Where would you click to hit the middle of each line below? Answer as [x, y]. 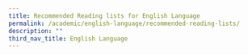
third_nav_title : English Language [68, 38]
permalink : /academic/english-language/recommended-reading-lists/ [124, 23]
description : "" [36, 31]
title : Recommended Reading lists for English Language [104, 16]
